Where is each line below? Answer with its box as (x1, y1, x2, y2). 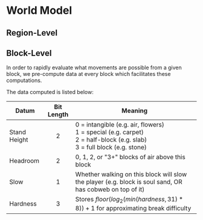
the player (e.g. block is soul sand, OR (75, 178, 182, 186)
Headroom (9, 157, 40, 165)
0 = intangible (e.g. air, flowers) (75, 121, 164, 129)
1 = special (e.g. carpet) (75, 128, 144, 136)
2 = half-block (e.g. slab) (75, 136, 147, 144)
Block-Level (6, 48, 53, 58)
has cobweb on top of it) (75, 185, 145, 193)
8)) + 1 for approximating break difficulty (75, 204, 192, 212)
